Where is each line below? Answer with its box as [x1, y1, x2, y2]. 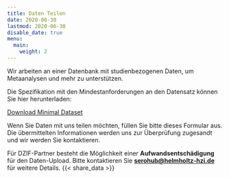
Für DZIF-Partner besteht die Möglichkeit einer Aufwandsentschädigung [7, 149, 215, 157]
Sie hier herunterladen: [7, 94, 72, 103]
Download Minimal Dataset [7, 107, 84, 116]
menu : [7, 36, 23, 42]
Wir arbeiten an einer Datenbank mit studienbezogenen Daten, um [7, 66, 194, 75]
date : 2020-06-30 [7, 16, 57, 23]
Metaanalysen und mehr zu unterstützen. [7, 74, 123, 82]
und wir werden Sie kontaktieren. [7, 136, 101, 144]
